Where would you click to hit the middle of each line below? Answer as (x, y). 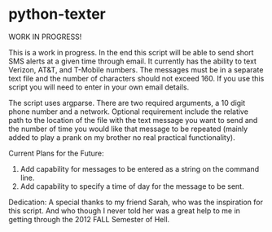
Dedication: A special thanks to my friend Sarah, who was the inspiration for (136, 202)
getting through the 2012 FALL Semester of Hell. (89, 219)
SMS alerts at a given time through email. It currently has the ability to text (132, 61)
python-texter (57, 14)
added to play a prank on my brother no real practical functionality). (122, 137)
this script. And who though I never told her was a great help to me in (124, 210)
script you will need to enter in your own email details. (99, 87)
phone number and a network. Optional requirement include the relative (128, 112)
